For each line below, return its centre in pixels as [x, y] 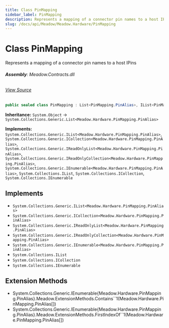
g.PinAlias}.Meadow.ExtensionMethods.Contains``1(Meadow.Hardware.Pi [88, 298]
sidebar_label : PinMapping [33, 15]
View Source [18, 90]
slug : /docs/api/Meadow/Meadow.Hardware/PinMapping [60, 24]
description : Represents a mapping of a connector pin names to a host [82, 19]
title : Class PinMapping [31, 10]
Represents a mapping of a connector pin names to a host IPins [71, 63]
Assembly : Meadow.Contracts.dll [40, 74]
